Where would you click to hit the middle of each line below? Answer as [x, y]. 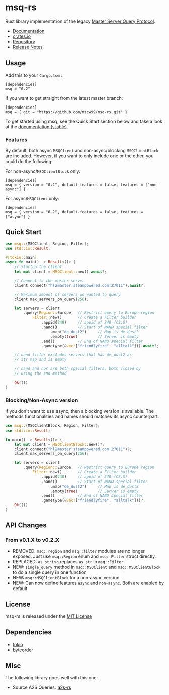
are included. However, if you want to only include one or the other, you [79, 156]
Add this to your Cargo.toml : [35, 75]
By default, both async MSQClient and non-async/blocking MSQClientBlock [82, 151]
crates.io [22, 36]
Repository [24, 41]
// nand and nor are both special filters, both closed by [78, 369]
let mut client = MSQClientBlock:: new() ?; [60, 444]
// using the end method [40, 373]
